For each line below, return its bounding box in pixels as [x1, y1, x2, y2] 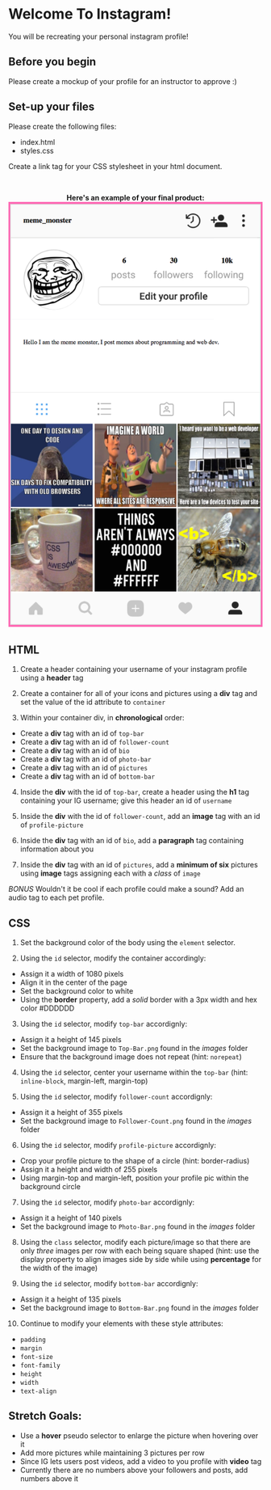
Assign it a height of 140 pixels [19, 1214, 123, 1223]
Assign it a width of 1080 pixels [19, 969, 124, 979]
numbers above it [19, 1473, 79, 1484]
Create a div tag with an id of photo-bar [19, 754, 152, 764]
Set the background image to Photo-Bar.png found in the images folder [19, 1222, 256, 1231]
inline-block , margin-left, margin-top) [19, 1076, 148, 1086]
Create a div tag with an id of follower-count [19, 737, 169, 747]
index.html [19, 137, 56, 146]
